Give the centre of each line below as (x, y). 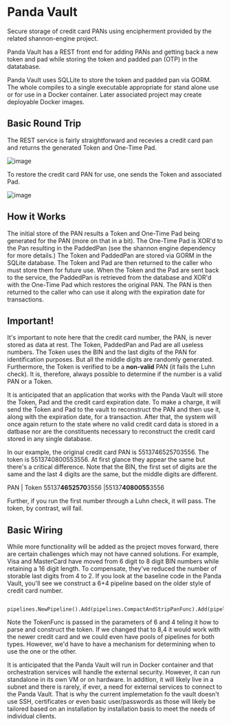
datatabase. (24, 66)
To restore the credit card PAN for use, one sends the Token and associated (114, 174)
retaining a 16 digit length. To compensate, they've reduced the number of (112, 569)
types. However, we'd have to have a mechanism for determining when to (111, 644)
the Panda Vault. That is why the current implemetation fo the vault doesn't (113, 694)
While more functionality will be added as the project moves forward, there (113, 547)
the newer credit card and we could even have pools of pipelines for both (111, 637)
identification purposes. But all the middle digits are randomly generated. (110, 360)
